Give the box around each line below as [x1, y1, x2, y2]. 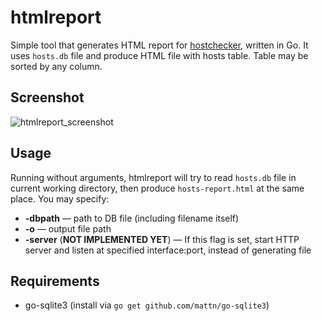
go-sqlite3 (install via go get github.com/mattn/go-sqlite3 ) [24, 299, 270, 311]
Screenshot [10, 89, 85, 106]
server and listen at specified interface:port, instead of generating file [24, 244, 312, 256]
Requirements [10, 272, 100, 290]
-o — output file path [24, 222, 112, 235]
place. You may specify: [10, 192, 110, 205]
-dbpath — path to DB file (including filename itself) [24, 212, 240, 224]
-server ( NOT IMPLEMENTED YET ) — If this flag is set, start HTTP [24, 233, 300, 245]
